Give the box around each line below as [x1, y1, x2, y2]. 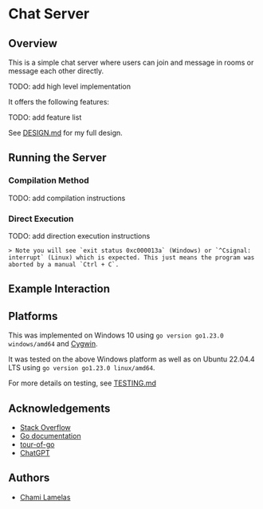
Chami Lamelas [19, 492, 71, 502]
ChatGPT [19, 448, 50, 457]
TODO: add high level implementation [8, 81, 131, 91]
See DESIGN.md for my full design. [8, 128, 124, 137]
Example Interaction [8, 282, 110, 296]
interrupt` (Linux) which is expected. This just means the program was [8, 253, 255, 262]
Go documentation [19, 432, 81, 440]
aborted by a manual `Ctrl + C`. [8, 260, 120, 268]
